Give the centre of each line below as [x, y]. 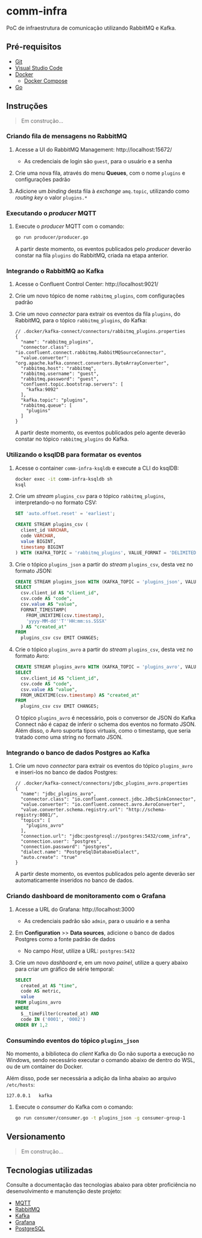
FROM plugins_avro [38, 1003]
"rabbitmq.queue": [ [46, 406]
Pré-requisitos [34, 47]
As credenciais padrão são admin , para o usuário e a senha [97, 921]
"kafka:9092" [43, 390]
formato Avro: [32, 656]
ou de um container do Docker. [45, 1066]
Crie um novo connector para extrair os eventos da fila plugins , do [98, 314]
